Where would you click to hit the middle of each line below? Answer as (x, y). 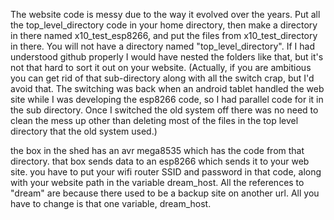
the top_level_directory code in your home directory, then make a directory (164, 25)
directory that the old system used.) (84, 131)
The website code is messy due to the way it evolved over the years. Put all (165, 14)
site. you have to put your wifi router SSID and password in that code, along (166, 172)
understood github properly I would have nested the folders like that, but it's (167, 57)
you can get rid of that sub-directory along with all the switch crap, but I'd (162, 78)
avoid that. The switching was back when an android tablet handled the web (167, 88)
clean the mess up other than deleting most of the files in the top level (154, 120)
